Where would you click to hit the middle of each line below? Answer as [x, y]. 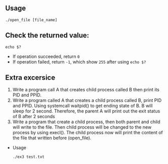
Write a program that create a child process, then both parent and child [86, 122]
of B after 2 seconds [34, 117]
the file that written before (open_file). [52, 138]
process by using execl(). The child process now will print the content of [88, 133]
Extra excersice [30, 78]
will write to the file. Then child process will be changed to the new [82, 127]
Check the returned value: [47, 36]
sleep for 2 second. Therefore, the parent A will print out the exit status [86, 111]
